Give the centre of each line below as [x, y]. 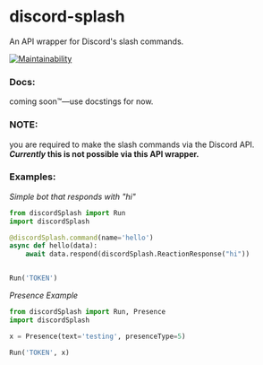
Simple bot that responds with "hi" [73, 196]
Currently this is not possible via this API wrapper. [104, 153]
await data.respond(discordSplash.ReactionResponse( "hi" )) [138, 254]
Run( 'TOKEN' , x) [39, 352]
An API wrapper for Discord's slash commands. [97, 41]
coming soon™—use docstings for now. [81, 101]
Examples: [33, 177]
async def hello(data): [54, 246]
